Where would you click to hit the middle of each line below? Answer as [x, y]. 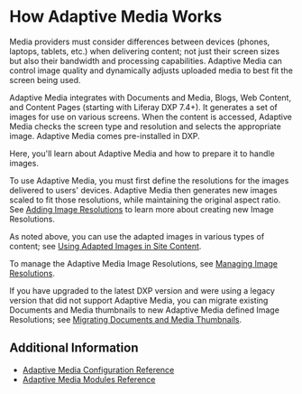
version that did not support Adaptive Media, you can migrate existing [139, 300]
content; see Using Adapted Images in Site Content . [105, 246]
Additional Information [74, 348]
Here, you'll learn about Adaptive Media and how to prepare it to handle [142, 153]
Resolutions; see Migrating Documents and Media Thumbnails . [126, 319]
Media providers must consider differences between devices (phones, [140, 42]
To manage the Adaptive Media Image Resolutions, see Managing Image [143, 263]
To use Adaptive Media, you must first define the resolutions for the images [149, 180]
